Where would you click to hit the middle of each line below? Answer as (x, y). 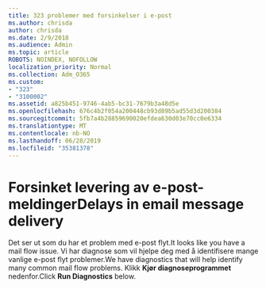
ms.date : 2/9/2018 (39, 38)
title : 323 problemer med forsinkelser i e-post (90, 15)
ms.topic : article (39, 52)
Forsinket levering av (79, 187)
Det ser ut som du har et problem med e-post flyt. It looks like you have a (127, 243)
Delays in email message (160, 204)
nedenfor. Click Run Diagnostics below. (72, 276)
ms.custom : (26, 82)
